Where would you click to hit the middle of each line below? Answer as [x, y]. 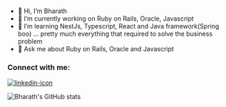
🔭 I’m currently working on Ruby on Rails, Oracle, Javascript [106, 19]
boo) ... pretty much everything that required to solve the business [115, 34]
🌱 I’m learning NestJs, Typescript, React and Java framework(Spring [118, 26]
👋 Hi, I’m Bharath [42, 11]
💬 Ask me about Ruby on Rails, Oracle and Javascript [96, 49]
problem [30, 41]
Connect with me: [39, 67]
